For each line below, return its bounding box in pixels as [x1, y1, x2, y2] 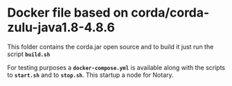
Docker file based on [7, 5, 129, 21]
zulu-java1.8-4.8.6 [7, 19, 116, 35]
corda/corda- [131, 5, 210, 21]
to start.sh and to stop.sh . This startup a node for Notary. [7, 71, 175, 79]
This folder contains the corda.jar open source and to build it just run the [7, 42, 214, 51]
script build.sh [7, 50, 51, 58]
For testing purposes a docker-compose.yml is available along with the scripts [7, 63, 226, 71]
